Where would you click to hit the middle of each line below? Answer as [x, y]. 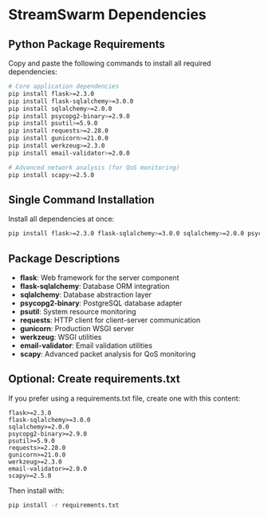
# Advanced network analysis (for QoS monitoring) [94, 168]
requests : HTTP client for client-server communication [110, 320]
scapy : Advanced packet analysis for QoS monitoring [108, 354]
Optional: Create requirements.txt [95, 379]
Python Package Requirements [87, 44]
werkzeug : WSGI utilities [61, 337]
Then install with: [36, 490]
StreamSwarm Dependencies [108, 15]
